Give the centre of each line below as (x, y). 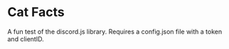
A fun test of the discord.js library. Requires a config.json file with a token (115, 31)
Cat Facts (36, 12)
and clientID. (26, 38)
